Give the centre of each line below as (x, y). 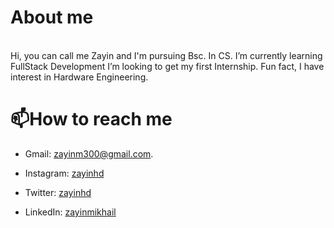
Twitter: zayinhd (58, 192)
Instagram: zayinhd (64, 173)
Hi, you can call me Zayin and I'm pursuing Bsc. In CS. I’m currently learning (166, 55)
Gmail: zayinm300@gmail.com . (89, 153)
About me (52, 17)
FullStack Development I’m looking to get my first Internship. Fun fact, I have (167, 66)
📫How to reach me (91, 119)
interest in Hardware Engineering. (79, 77)
